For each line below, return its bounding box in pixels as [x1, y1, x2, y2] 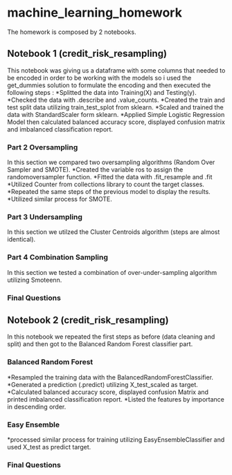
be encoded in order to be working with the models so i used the [7, 73, 192, 82]
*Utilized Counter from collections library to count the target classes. [7, 180, 204, 188]
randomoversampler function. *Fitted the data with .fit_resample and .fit [7, 173, 213, 181]
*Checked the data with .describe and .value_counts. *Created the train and [7, 96, 225, 104]
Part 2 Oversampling [7, 142, 78, 152]
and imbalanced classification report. [7, 125, 113, 133]
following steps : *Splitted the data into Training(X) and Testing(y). [7, 88, 197, 96]
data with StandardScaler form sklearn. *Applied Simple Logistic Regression [7, 110, 225, 118]
